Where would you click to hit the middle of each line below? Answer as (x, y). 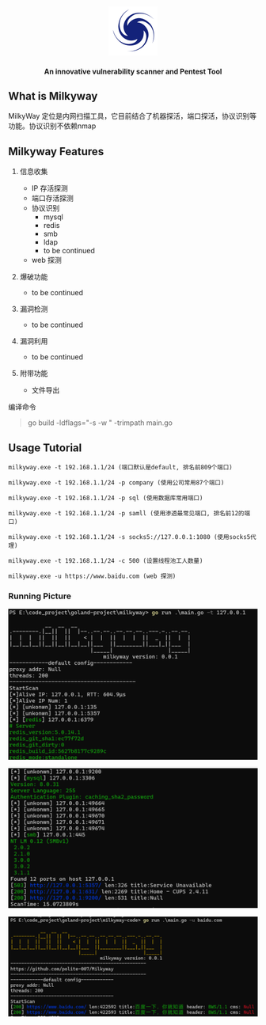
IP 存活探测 (50, 188)
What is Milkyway (53, 96)
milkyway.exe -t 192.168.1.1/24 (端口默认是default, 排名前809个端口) (120, 468)
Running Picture (40, 596)
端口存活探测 (52, 198)
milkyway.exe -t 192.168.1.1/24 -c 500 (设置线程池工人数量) (106, 561)
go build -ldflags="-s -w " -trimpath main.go (100, 423)
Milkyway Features (56, 152)
